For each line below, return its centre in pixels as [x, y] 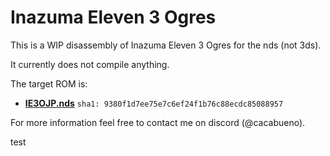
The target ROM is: [49, 83]
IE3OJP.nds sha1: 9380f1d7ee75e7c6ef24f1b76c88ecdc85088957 [154, 103]
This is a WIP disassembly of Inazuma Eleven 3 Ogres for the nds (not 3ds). [166, 45]
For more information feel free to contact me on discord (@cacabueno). [158, 122]
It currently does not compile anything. [90, 64]
